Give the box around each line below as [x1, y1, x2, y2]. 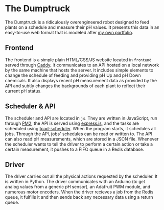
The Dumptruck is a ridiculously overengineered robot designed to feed [5, 19, 149, 25]
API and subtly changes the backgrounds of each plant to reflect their [5, 83, 146, 89]
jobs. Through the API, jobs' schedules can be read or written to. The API [5, 131, 153, 137]
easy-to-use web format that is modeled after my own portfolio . [5, 29, 134, 35]
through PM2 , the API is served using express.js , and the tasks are [5, 120, 140, 126]
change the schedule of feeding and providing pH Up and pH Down [5, 72, 141, 78]
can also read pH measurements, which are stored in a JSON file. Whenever [5, 136, 159, 142]
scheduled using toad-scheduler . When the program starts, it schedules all [5, 125, 156, 131]
